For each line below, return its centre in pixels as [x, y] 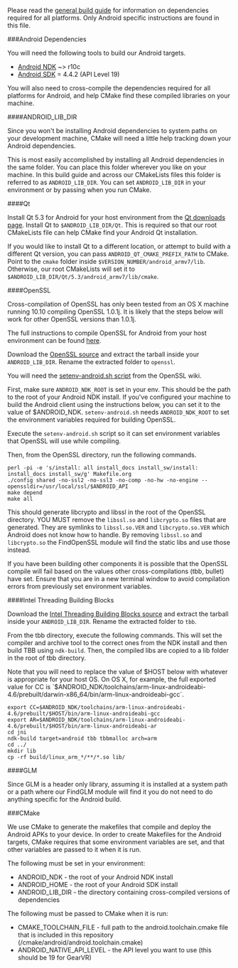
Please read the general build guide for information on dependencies [108, 10]
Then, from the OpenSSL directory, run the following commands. [102, 455]
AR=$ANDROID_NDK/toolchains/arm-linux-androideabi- [108, 720]
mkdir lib [22, 751]
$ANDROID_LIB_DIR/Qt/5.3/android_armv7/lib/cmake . [83, 276]
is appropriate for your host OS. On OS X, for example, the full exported [112, 679]
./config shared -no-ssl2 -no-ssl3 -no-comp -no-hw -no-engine [103, 480]
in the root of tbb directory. [47, 658]
